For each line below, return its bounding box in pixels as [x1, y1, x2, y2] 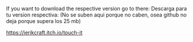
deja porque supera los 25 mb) [6, 18, 81, 24]
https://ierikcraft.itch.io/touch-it [6, 29, 83, 36]
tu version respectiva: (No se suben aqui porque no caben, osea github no [6, 11, 187, 18]
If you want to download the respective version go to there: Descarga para [6, 5, 187, 12]
